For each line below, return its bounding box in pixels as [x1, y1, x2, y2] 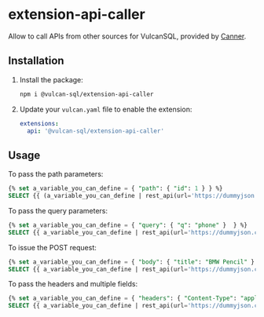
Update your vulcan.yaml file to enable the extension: [19, 104, 192, 114]
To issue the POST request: [8, 242, 97, 252]
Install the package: [19, 75, 84, 84]
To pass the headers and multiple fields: [8, 279, 138, 289]
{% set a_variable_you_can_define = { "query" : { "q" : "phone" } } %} [8, 221, 247, 229]
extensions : [19, 119, 59, 127]
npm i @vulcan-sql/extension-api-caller [19, 90, 154, 98]
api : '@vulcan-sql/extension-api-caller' [27, 127, 165, 135]
